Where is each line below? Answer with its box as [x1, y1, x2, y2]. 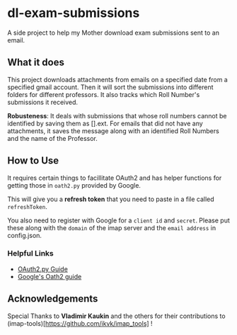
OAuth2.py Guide [17, 264, 69, 273]
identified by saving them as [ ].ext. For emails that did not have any [7, 119, 203, 127]
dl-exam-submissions [7, 5, 140, 21]
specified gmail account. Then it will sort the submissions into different [7, 83, 214, 91]
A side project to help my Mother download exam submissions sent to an [7, 28, 219, 37]
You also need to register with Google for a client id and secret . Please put [7, 216, 230, 225]
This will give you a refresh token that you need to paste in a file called [7, 195, 214, 203]
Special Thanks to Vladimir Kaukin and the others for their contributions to [7, 312, 226, 320]
